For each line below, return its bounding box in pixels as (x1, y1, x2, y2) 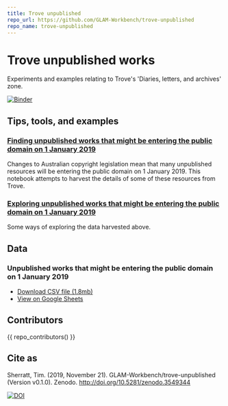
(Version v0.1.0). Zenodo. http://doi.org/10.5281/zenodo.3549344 (7, 378, 191, 386)
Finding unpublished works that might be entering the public (7, 136, 213, 145)
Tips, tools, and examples (7, 115, 119, 127)
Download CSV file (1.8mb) (16, 287, 94, 295)
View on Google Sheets (16, 294, 84, 303)
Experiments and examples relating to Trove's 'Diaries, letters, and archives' (7, 75, 222, 83)
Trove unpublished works (7, 52, 155, 68)
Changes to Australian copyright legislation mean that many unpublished (7, 160, 212, 168)
